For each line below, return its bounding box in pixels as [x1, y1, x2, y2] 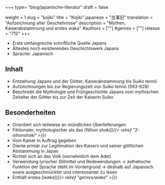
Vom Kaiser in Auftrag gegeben [12, 137, 77, 143]
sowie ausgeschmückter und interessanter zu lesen [12, 169, 118, 175]
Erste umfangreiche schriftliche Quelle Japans [12, 40, 107, 46]
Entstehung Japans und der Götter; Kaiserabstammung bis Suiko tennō [12, 78, 157, 84]
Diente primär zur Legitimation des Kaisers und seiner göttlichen [12, 142, 144, 148]
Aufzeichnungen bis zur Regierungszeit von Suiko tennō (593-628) [12, 83, 149, 89]
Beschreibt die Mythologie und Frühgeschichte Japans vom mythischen [12, 89, 159, 95]
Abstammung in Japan [12, 148, 58, 154]
